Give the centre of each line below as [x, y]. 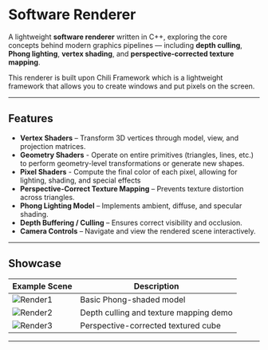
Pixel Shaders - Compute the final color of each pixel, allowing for [128, 171]
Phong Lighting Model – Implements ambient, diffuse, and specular [131, 206]
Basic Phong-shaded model [133, 299]
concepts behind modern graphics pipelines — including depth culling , [126, 45]
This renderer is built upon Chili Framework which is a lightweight [116, 77]
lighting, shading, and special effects [80, 180]
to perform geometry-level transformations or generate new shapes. [132, 163]
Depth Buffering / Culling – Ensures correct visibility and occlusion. [131, 222]
